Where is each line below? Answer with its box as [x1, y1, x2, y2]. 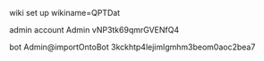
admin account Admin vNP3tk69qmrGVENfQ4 [9, 25, 180, 34]
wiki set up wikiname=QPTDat [9, 8, 121, 18]
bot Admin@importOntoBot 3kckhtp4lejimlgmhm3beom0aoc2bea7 [9, 42, 256, 52]
